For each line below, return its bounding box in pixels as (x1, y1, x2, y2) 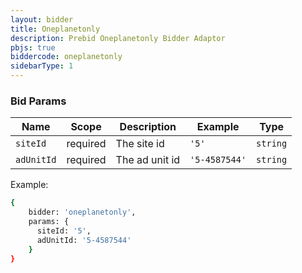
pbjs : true (10, 42, 56, 53)
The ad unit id (115, 153, 181, 167)
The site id (115, 137, 165, 151)
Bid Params (10, 94, 67, 108)
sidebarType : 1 (10, 61, 74, 71)
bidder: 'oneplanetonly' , (28, 207, 137, 218)
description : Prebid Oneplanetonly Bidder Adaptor (10, 33, 226, 43)
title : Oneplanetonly (10, 24, 101, 34)
